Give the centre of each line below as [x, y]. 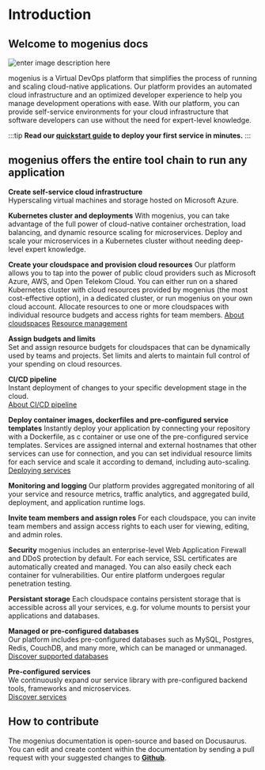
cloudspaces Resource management [68, 323]
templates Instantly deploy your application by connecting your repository [129, 428]
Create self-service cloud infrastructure [76, 192]
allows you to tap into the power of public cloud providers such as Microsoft [132, 273]
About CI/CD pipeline [43, 404]
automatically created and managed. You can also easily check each [120, 567]
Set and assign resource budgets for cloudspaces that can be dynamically [129, 347]
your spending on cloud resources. [65, 364]
